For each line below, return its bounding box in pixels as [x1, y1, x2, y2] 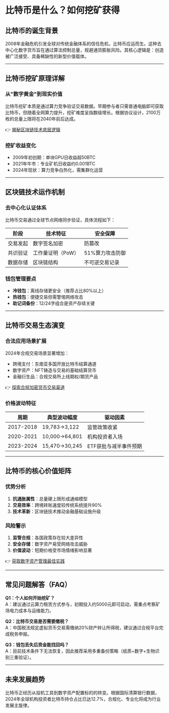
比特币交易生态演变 [5, 321, 65, 330]
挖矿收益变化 [5, 142, 37, 149]
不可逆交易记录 [83, 259, 120, 266]
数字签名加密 [33, 240, 64, 247]
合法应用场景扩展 [5, 338, 47, 345]
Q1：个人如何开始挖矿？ [5, 595, 55, 601]
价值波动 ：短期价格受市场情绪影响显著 [12, 547, 92, 553]
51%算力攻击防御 [83, 249, 126, 256]
